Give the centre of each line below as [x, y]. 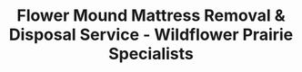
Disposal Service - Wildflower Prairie [151, 35]
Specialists [151, 54]
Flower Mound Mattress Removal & [151, 16]
